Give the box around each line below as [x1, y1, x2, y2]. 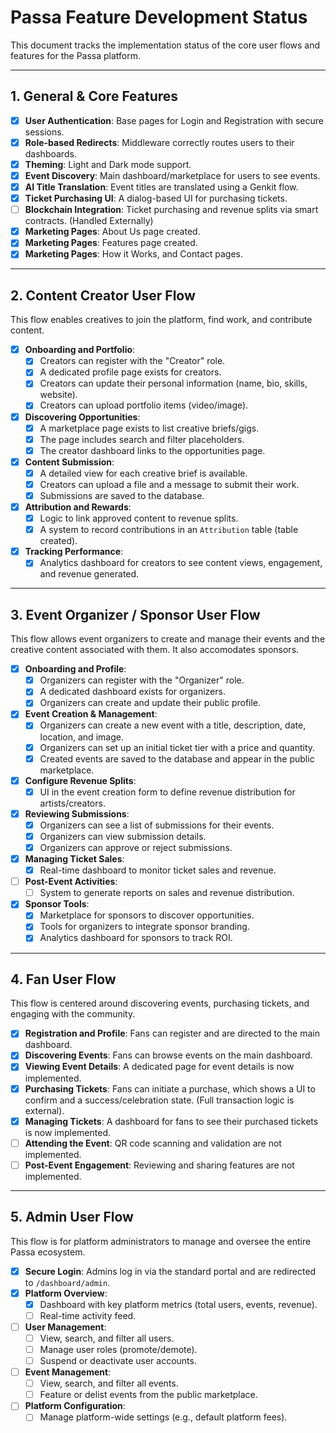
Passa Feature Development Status [10, 6, 308, 29]
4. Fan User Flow [10, 971, 117, 988]
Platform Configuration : [24, 1400, 126, 1412]
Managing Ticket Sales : [24, 853, 125, 865]
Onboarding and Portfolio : [24, 344, 136, 356]
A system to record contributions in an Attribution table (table [39, 524, 299, 536]
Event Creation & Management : [24, 708, 158, 720]
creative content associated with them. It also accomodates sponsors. [10, 644, 300, 656]
